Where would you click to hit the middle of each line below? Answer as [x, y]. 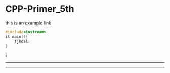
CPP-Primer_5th [40, 9]
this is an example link [28, 23]
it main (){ [17, 37]
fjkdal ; [22, 41]
